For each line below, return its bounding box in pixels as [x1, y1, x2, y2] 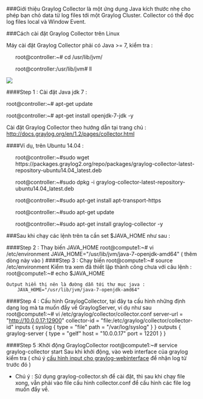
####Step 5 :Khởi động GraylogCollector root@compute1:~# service [6, 342, 178, 349]
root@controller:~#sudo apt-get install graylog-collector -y [15, 220, 163, 227]
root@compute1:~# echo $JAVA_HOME [6, 270, 105, 277]
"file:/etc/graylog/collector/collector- [100, 317, 193, 324]
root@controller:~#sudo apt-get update [15, 209, 114, 215]
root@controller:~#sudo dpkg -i [15, 179, 95, 186]
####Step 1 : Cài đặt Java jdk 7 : [6, 88, 88, 95]
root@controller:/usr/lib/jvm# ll [15, 65, 92, 72]
